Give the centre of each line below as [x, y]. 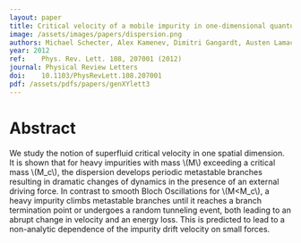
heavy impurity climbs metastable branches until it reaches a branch [136, 200]
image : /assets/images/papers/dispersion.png [95, 34]
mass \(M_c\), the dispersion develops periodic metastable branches [136, 172]
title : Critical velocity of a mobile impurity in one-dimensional [138, 26]
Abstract [43, 128]
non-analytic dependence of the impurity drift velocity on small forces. [140, 229]
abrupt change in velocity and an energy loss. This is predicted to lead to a [147, 219]
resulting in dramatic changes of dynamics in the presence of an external [144, 181]
